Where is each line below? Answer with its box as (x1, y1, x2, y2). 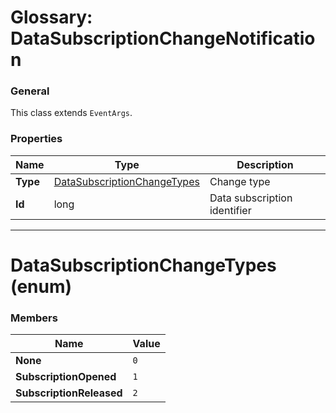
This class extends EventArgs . (10, 107, 133, 119)
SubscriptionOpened (15, 370, 117, 384)
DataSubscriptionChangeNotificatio (10, 27, 316, 50)
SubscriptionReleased (15, 386, 123, 400)
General (10, 84, 50, 98)
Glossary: (10, 6, 93, 29)
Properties (10, 132, 63, 146)
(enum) (10, 275, 73, 298)
